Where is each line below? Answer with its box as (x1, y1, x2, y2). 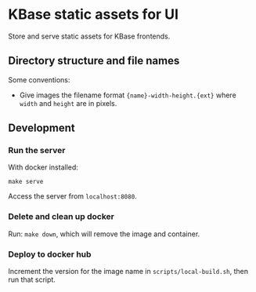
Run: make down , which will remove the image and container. (8, 229, 200, 239)
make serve (8, 178, 44, 186)
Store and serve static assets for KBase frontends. (8, 31, 171, 41)
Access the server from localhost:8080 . (8, 192, 137, 201)
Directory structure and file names (8, 54, 180, 68)
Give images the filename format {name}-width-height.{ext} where (19, 90, 236, 100)
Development (8, 122, 76, 135)
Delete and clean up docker (8, 211, 115, 222)
